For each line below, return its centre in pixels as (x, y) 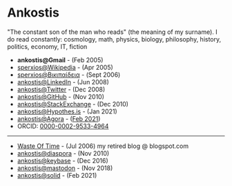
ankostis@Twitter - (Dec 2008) (61, 89)
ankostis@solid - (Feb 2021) (57, 175)
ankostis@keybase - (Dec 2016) (62, 160)
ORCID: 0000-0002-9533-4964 (63, 126)
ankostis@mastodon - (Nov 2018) (65, 168)
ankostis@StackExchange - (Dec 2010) (73, 104)
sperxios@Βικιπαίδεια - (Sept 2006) (69, 75)
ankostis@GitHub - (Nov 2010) (61, 96)
